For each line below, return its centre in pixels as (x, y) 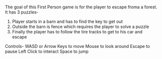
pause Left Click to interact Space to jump (47, 51)
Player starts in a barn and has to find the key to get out (67, 22)
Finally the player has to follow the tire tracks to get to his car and (77, 32)
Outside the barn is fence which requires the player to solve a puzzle (81, 27)
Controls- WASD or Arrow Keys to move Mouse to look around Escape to (77, 46)
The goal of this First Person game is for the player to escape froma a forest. (81, 7)
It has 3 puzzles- (22, 12)
